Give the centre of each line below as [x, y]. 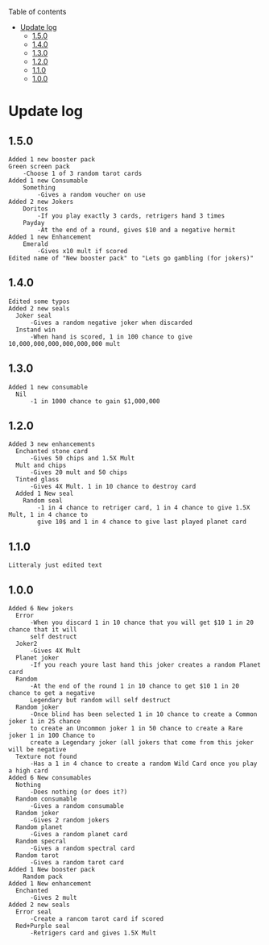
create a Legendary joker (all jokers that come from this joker [141, 743]
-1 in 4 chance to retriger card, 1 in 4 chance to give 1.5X [144, 508]
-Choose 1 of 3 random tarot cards [83, 173]
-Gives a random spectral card [82, 849]
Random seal [43, 501]
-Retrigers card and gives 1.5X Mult [93, 933]
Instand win [36, 330]
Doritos [35, 209]
